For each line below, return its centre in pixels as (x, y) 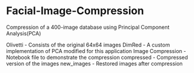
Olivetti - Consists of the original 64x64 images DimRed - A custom (88, 45)
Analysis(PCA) (24, 33)
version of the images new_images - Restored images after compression (95, 64)
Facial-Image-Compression (75, 11)
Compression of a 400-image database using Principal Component (88, 27)
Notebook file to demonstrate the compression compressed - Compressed (97, 57)
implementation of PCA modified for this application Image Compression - (96, 51)
